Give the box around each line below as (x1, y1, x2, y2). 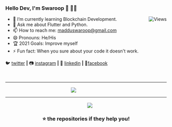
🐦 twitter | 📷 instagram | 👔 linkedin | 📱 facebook (5, 60, 108, 66)
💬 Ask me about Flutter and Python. (12, 21, 88, 28)
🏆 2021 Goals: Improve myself (12, 40, 78, 46)
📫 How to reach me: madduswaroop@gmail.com (12, 28, 117, 34)
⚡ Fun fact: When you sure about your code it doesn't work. (12, 48, 139, 54)
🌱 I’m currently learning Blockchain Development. (12, 16, 117, 22)
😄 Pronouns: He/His (12, 35, 56, 41)
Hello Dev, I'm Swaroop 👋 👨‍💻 (5, 5, 77, 12)
